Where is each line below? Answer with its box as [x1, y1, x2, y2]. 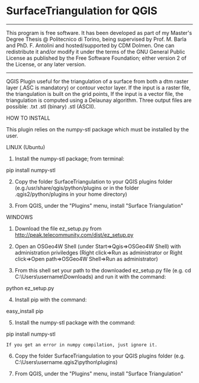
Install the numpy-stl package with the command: [14, 318, 136, 326]
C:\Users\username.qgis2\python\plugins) [14, 358, 118, 365]
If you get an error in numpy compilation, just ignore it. [6, 342, 158, 347]
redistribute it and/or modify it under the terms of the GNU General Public [6, 48, 185, 55]
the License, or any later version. [6, 60, 86, 67]
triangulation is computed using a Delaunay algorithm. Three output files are [6, 96, 192, 104]
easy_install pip [6, 307, 43, 314]
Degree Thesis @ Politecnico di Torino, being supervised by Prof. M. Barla [6, 36, 187, 43]
